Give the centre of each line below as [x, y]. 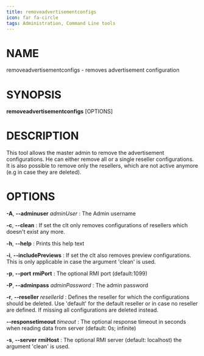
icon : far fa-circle [33, 18]
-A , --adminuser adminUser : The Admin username [71, 214]
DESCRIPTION [43, 136]
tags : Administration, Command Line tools [61, 23]
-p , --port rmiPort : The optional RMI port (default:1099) [77, 273]
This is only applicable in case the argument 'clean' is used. [81, 262]
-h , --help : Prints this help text [45, 244]
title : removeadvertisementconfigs [51, 12]
